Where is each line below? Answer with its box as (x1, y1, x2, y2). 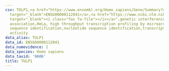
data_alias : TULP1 (5, 35, 44, 40)
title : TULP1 (5, 58, 33, 63)
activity (10, 30, 28, 35)
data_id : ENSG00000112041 (5, 40, 59, 45)
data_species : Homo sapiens (5, 49, 64, 54)
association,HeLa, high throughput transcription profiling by (10, 21, 145, 26)
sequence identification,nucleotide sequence (10, 26, 107, 31)
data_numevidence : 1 (5, 44, 49, 49)
